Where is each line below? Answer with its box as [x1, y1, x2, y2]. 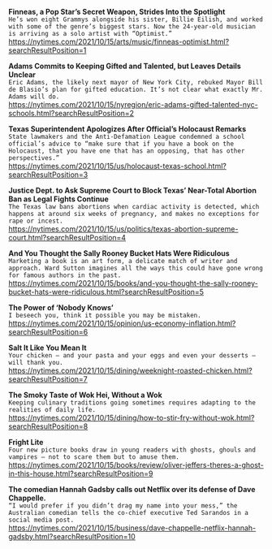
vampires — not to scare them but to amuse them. [8, 453, 180, 461]
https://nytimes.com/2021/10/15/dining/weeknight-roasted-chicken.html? [8, 365, 253, 375]
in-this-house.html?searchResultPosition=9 [8, 469, 153, 478]
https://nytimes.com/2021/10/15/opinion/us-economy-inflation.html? [8, 318, 236, 328]
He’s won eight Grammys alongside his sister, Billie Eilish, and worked [8, 15, 264, 24]
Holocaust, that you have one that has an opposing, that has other [8, 147, 245, 155]
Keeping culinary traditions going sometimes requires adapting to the [8, 399, 256, 407]
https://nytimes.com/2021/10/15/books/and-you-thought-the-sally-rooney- [8, 279, 258, 287]
